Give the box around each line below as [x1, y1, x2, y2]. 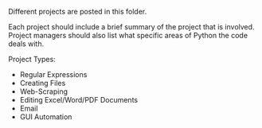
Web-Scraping [19, 87, 68, 96]
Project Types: [8, 55, 56, 64]
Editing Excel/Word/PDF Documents [19, 95, 138, 104]
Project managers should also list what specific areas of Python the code [8, 31, 248, 40]
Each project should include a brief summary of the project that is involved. [8, 22, 255, 31]
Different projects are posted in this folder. [8, 7, 147, 16]
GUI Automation [19, 112, 72, 122]
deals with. [8, 39, 45, 48]
